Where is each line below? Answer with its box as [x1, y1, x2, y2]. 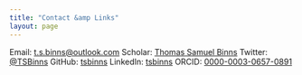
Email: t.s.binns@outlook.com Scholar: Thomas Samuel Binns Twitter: [9, 46, 269, 57]
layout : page [9, 22, 59, 31]
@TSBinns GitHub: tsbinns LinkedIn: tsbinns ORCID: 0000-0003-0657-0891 [9, 56, 292, 67]
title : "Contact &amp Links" [9, 13, 119, 23]
